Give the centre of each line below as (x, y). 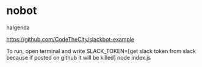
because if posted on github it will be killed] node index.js (79, 57)
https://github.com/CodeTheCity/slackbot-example (70, 39)
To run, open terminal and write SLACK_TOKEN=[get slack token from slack (101, 51)
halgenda (18, 27)
